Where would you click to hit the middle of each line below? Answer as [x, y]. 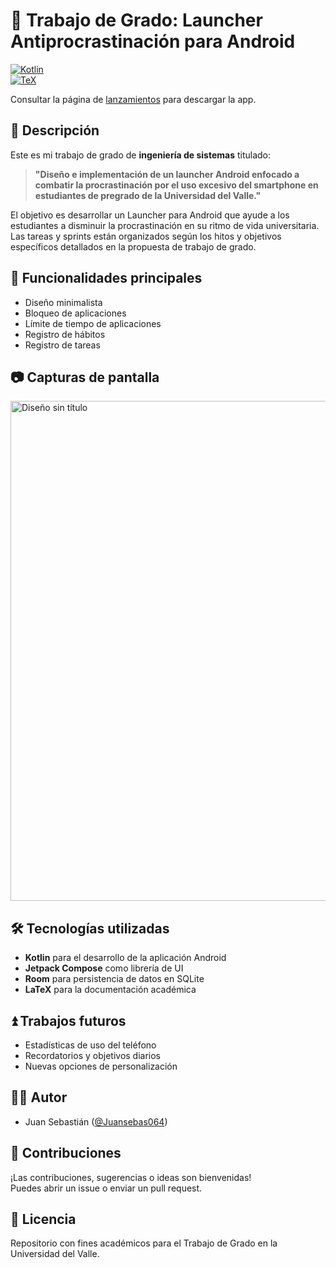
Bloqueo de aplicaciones [75, 313]
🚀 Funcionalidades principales [106, 278]
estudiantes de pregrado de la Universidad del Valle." [148, 195]
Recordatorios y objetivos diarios [93, 1055]
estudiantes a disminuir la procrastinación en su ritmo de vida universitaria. [165, 225]
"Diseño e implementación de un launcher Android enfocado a [167, 174]
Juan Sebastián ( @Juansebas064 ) [96, 1121]
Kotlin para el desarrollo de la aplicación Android [125, 958]
